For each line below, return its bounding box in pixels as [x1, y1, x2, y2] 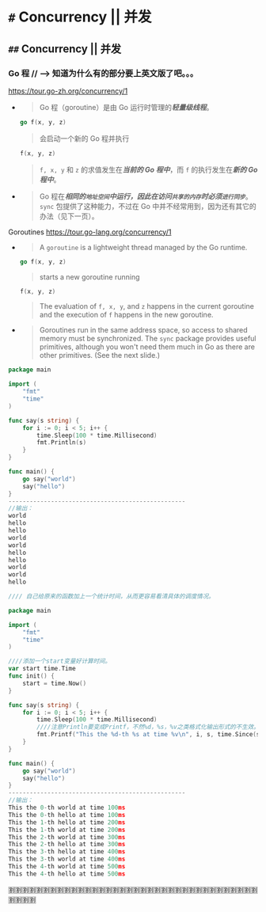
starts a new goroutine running [39, 272, 140, 282]
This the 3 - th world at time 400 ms [8, 855, 126, 864]
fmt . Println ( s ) [36, 439, 87, 446]
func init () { [8, 672, 55, 680]
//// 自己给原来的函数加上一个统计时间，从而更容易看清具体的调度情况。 [8, 592, 215, 600]
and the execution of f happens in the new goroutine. [39, 310, 214, 320]
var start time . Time [8, 665, 77, 673]
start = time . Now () [22, 679, 87, 687]
